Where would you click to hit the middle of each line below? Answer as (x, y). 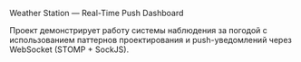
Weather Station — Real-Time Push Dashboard (97, 13)
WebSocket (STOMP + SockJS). (69, 49)
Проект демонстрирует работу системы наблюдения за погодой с (138, 30)
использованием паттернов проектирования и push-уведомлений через (151, 40)
